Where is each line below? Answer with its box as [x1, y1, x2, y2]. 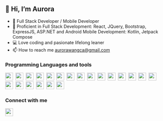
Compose [12, 34, 33, 40]
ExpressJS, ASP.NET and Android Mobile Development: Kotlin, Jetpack [12, 28, 159, 35]
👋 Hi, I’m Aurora [5, 5, 55, 13]
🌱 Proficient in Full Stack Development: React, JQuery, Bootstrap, [12, 23, 147, 29]
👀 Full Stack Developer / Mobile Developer [12, 18, 100, 24]
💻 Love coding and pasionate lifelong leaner [12, 39, 105, 45]
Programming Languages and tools [5, 61, 92, 68]
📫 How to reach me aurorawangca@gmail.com [12, 47, 110, 53]
